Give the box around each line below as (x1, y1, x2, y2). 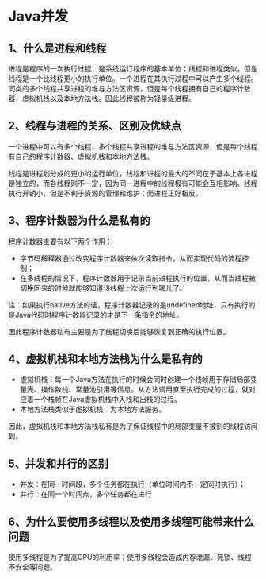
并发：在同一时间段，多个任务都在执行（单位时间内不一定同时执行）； (19, 480, 245, 489)
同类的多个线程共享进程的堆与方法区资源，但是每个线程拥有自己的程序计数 (8, 84, 251, 93)
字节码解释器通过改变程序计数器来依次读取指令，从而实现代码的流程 (19, 253, 242, 263)
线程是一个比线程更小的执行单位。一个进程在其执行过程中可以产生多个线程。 (8, 74, 258, 83)
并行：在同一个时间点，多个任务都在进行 (19, 489, 152, 499)
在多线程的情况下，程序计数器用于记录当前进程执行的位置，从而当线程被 (19, 273, 256, 283)
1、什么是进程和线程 (8, 41, 107, 55)
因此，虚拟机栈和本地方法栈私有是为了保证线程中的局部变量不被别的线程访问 (8, 422, 258, 431)
